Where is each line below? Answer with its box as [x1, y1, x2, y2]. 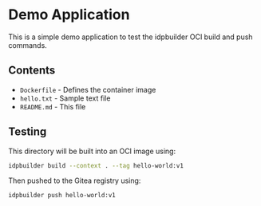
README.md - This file [19, 101, 86, 111]
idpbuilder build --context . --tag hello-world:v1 [8, 161, 184, 169]
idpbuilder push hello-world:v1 [8, 192, 116, 200]
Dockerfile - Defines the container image [19, 85, 156, 94]
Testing [8, 125, 47, 139]
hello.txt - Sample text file [19, 93, 111, 103]
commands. [8, 40, 48, 50]
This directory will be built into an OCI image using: [8, 146, 176, 156]
